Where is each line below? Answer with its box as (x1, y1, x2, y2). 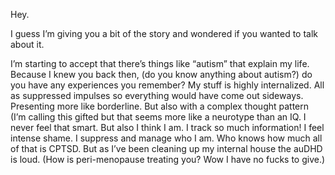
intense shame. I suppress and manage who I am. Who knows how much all (10, 132, 323, 144)
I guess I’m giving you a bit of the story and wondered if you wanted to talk (10, 28, 319, 39)
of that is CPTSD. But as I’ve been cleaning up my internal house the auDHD (10, 143, 323, 154)
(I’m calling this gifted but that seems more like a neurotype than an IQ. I (10, 111, 307, 123)
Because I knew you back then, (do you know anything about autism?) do (10, 69, 313, 80)
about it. (10, 39, 45, 50)
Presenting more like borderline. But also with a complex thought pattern (10, 100, 310, 112)
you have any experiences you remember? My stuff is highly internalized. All (10, 79, 325, 91)
